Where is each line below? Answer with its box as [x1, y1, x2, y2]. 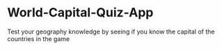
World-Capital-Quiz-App [7, 5, 154, 21]
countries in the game [7, 34, 70, 42]
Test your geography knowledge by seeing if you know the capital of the [7, 27, 215, 36]
